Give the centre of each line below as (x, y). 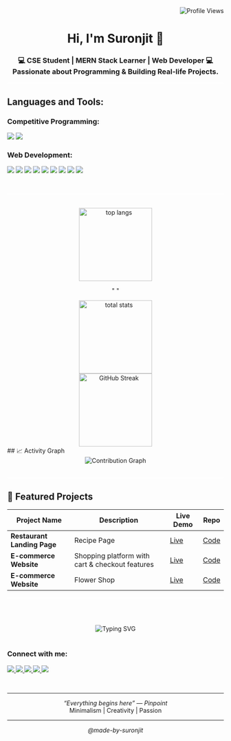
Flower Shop (95, 580)
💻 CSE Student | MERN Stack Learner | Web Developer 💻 (115, 61)
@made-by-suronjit (115, 730)
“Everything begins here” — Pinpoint (115, 703)
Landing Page (34, 545)
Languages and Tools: (56, 101)
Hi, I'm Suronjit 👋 (115, 39)
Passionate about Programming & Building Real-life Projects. (115, 72)
